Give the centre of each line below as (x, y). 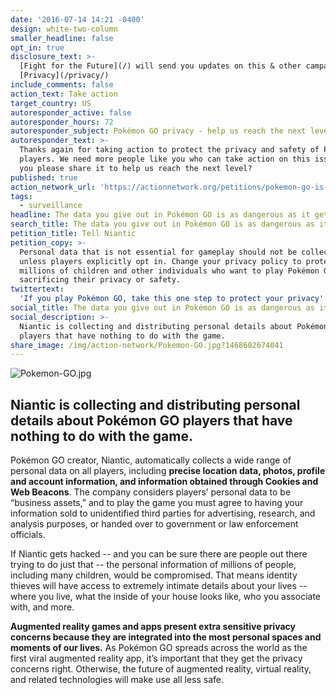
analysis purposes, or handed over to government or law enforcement (154, 524)
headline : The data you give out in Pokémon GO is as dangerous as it (160, 215)
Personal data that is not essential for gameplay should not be (158, 252)
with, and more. (42, 607)
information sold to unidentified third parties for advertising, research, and (163, 513)
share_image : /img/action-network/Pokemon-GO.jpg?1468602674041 (147, 345)
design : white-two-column (64, 29)
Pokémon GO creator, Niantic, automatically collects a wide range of (151, 460)
